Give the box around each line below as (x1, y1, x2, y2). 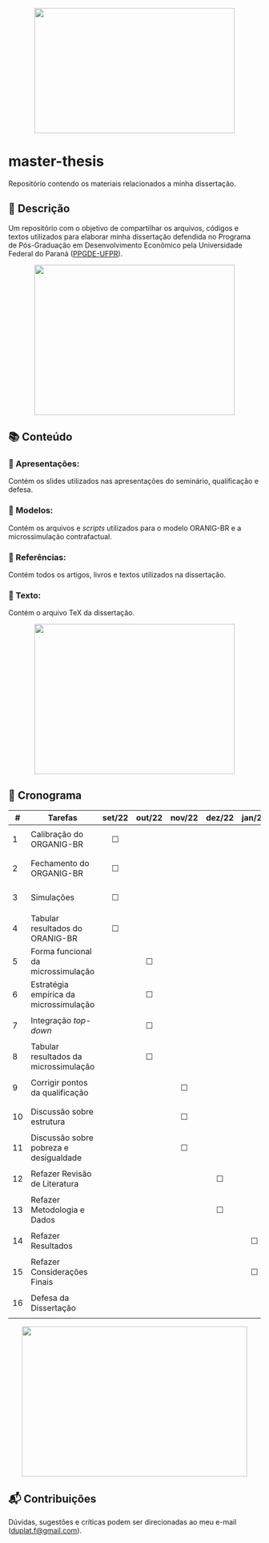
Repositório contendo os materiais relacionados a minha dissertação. (8, 179, 236, 188)
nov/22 (170, 812, 199, 824)
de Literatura (30, 1178, 79, 1190)
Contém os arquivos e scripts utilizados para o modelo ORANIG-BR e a (8, 523, 242, 533)
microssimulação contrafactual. (8, 531, 112, 541)
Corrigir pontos (30, 1078, 88, 1089)
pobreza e (30, 1142, 70, 1154)
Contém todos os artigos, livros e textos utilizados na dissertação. (8, 570, 227, 580)
